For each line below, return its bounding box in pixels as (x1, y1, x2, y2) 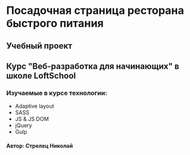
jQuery (15, 122, 32, 129)
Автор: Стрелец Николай (6, 142, 73, 149)
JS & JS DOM (15, 116, 50, 123)
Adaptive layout (15, 102, 54, 110)
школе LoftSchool (6, 70, 76, 81)
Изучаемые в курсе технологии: (6, 88, 108, 97)
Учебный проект (6, 41, 73, 51)
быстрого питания (6, 16, 104, 30)
